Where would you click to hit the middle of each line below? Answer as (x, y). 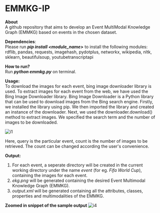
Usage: (13, 81)
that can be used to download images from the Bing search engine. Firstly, (79, 101)
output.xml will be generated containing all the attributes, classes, (78, 191)
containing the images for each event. (50, 175)
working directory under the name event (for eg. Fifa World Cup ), (77, 170)
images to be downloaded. (31, 122)
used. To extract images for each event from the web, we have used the (77, 91)
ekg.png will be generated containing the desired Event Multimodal (79, 180)
